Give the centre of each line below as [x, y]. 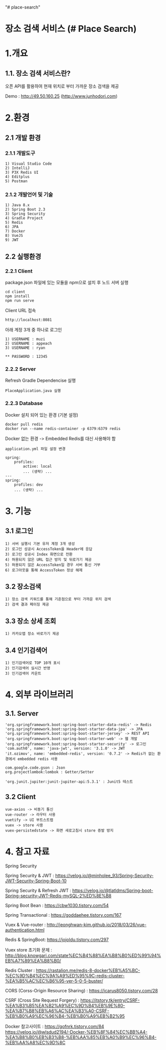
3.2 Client [21, 797]
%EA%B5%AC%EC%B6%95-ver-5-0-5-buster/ [54, 981]
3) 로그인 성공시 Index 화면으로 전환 [39, 554]
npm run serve [20, 301]
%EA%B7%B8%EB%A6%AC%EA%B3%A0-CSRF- [57, 1011]
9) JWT [12, 240]
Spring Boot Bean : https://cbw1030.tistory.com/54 [57, 905]
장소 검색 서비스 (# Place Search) [71, 29]
